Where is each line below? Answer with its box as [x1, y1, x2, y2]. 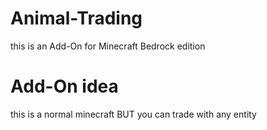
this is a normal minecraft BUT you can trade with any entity [10, 108, 257, 120]
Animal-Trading [10, 7, 143, 30]
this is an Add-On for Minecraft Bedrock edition [10, 40, 206, 52]
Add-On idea [10, 75, 119, 98]
